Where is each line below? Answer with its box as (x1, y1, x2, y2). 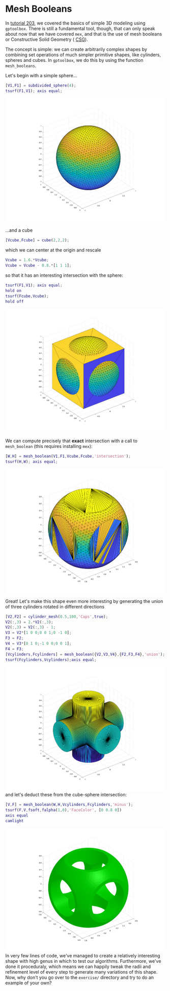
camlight (5, 818, 24, 823)
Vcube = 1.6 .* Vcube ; (5, 258, 49, 263)
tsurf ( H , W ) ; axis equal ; (5, 459, 58, 464)
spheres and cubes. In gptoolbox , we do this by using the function (5, 57, 144, 63)
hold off (5, 299, 24, 304)
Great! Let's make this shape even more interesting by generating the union (5, 598, 163, 604)
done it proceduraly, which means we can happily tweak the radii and (5, 963, 151, 970)
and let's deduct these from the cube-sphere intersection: (5, 792, 127, 798)
